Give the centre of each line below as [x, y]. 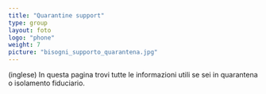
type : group [28, 23]
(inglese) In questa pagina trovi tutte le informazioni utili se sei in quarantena [133, 75]
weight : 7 [25, 45]
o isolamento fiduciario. [47, 83]
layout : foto [30, 30]
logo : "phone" [32, 38]
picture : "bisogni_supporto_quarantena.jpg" [83, 52]
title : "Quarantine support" [56, 15]
